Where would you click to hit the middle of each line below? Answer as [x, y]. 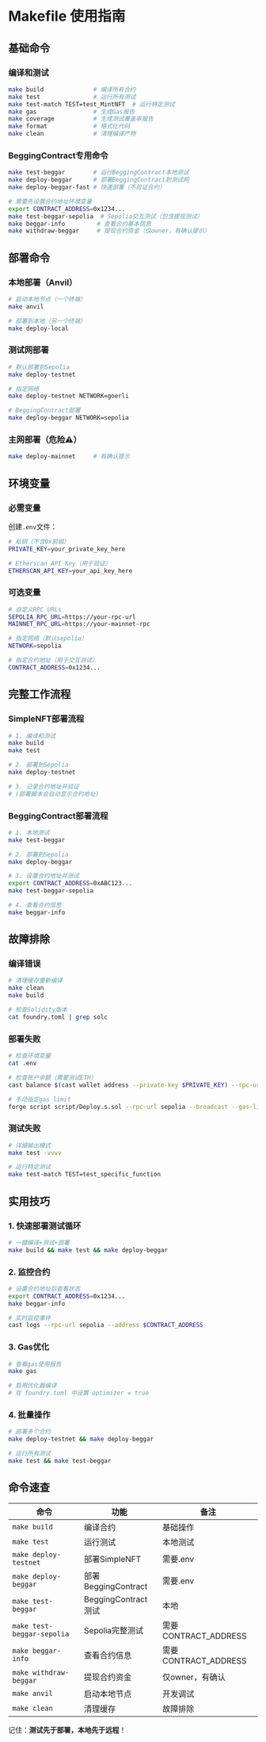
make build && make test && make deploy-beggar [88, 1250]
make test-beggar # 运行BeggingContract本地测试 [99, 173]
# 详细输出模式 [30, 1145]
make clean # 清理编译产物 [72, 134]
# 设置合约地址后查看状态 [44, 1289]
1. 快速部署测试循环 [45, 1226]
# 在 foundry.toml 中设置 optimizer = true [78, 1393]
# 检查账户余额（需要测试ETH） [53, 1077]
